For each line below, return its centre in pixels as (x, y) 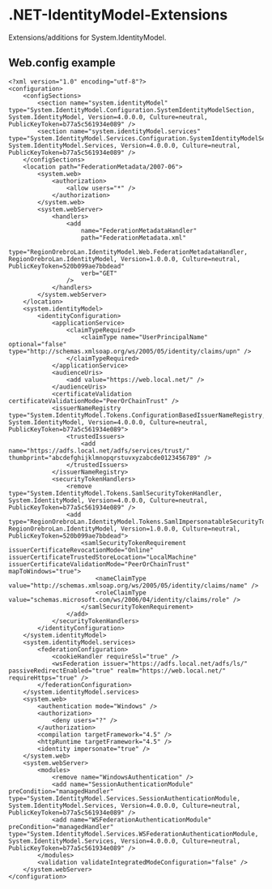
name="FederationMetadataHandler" (139, 230)
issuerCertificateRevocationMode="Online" (81, 550)
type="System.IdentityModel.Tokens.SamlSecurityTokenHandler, (115, 493)
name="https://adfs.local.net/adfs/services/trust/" (99, 451)
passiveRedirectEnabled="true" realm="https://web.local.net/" (117, 671)
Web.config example (62, 63)
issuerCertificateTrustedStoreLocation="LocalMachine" (103, 557)
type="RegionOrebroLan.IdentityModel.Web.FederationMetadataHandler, (128, 252)
